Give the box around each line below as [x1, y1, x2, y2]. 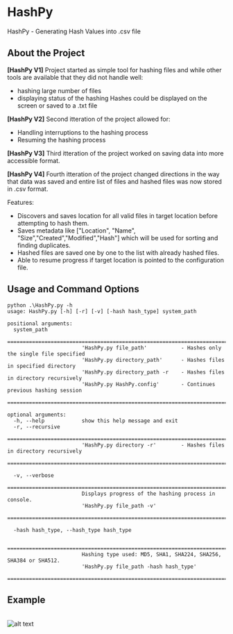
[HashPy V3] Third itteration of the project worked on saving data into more [7, 149, 224, 157]
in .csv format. [7, 185, 49, 193]
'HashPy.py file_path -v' [81, 502, 157, 509]
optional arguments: [7, 411, 67, 418]
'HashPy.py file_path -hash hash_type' [81, 563, 197, 570]
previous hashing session [7, 387, 82, 394]
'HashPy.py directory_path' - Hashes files [81, 356, 225, 363]
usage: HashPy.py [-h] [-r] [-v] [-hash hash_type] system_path [7, 308, 197, 315]
